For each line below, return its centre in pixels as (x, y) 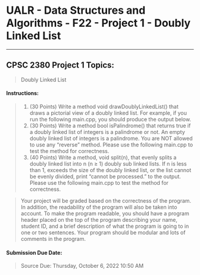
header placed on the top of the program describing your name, (99, 219)
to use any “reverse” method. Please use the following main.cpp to (111, 145)
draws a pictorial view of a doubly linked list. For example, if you (108, 113)
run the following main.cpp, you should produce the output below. (110, 119)
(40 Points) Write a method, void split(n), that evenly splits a (103, 157)
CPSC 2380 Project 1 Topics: (60, 65)
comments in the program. (53, 239)
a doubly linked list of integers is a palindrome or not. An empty (107, 132)
